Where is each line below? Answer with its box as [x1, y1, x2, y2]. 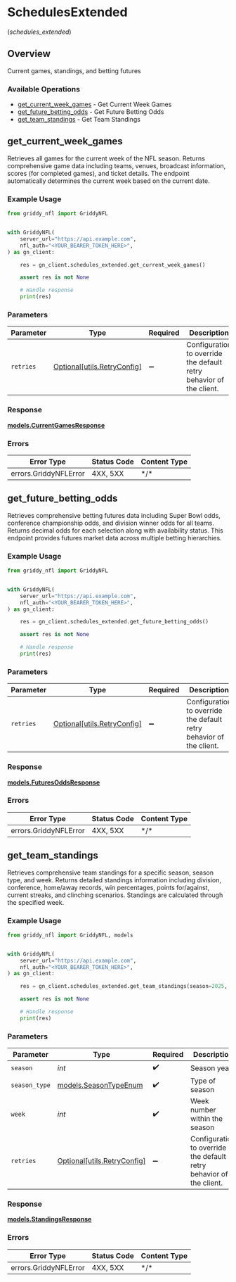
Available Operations [7, 84, 81, 94]
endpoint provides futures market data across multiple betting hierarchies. [7, 533, 223, 542]
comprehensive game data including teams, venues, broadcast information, [7, 161, 226, 170]
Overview [7, 48, 51, 60]
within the [190, 1114, 223, 1124]
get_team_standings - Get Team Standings [17, 115, 140, 124]
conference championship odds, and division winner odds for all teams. [7, 519, 214, 527]
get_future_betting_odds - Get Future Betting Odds [17, 108, 164, 116]
